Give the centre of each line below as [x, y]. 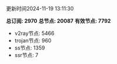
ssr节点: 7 [26, 55]
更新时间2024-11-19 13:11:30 [40, 8]
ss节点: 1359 [30, 48]
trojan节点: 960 [33, 40]
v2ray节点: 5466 [34, 33]
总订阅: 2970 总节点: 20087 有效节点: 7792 [58, 21]
